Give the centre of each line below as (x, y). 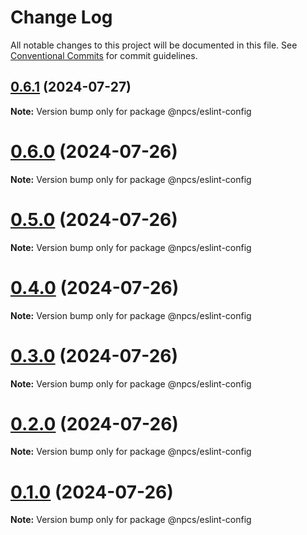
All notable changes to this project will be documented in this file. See (154, 45)
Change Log (61, 17)
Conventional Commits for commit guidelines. (104, 55)
